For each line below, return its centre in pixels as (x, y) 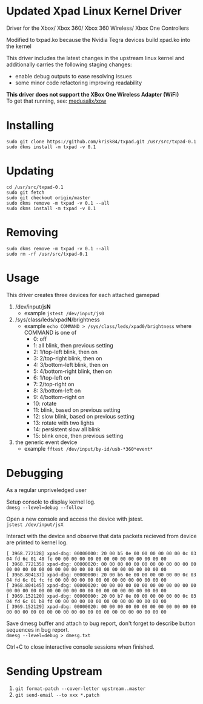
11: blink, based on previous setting (77, 410)
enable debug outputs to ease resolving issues (73, 76)
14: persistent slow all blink (67, 429)
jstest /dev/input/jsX (35, 525)
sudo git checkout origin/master (48, 198)
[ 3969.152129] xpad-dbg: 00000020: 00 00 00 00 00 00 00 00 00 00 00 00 (101, 607)
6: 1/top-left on (52, 377)
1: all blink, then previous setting (73, 345)
